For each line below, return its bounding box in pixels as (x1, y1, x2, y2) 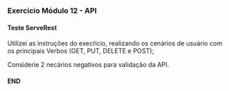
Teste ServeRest (7, 23, 57, 32)
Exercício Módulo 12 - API (7, 6, 97, 16)
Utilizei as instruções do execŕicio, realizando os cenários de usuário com (7, 39, 223, 48)
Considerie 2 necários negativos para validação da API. (7, 60, 169, 69)
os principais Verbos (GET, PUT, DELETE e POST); (7, 47, 155, 55)
